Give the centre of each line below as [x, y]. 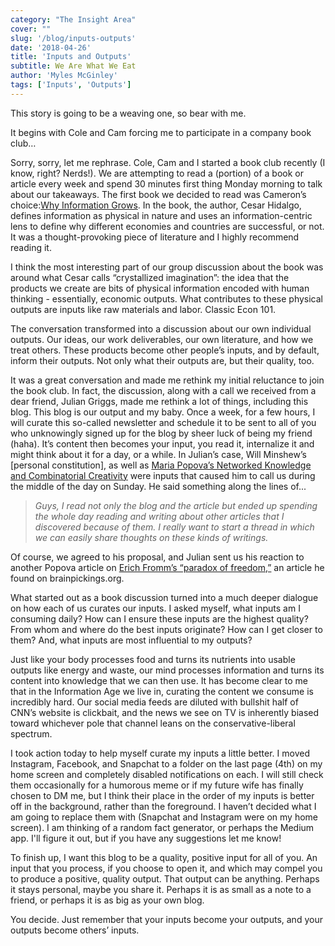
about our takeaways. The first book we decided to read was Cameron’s [158, 194]
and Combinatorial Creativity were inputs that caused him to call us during [163, 475]
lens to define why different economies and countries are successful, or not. [167, 226]
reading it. [31, 247]
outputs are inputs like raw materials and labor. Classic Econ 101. [143, 309]
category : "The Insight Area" [73, 19]
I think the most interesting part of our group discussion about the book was [167, 267]
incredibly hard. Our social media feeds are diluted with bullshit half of [154, 702]
